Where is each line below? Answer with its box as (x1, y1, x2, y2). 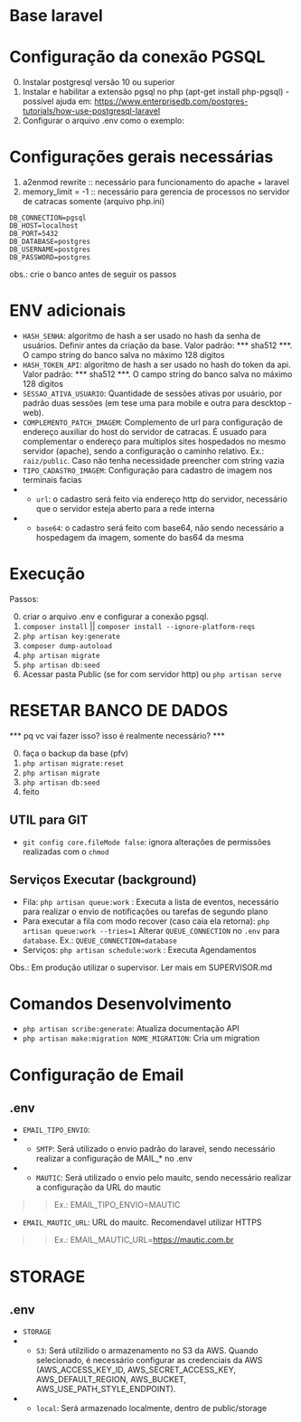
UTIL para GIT (9, 813, 89, 828)
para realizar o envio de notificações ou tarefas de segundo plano (22, 906, 268, 917)
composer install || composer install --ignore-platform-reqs (22, 620, 256, 631)
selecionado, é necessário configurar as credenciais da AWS (35, 1355, 263, 1366)
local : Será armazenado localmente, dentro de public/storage (35, 1403, 268, 1414)
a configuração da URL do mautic (35, 1182, 161, 1193)
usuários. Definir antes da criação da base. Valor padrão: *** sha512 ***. (22, 340, 293, 351)
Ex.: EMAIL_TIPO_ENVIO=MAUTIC (53, 1200, 181, 1210)
